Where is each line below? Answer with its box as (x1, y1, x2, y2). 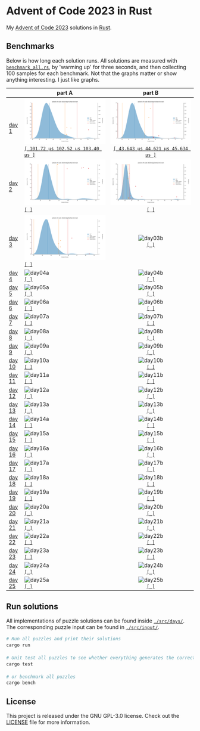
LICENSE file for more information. (6, 718, 90, 726)
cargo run (6, 642, 31, 648)
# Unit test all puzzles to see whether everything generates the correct (6, 655, 196, 661)
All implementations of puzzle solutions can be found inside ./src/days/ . (6, 617, 185, 624)
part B (142, 89, 159, 97)
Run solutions (6, 601, 58, 612)
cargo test (6, 661, 33, 667)
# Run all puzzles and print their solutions (6, 636, 121, 642)
